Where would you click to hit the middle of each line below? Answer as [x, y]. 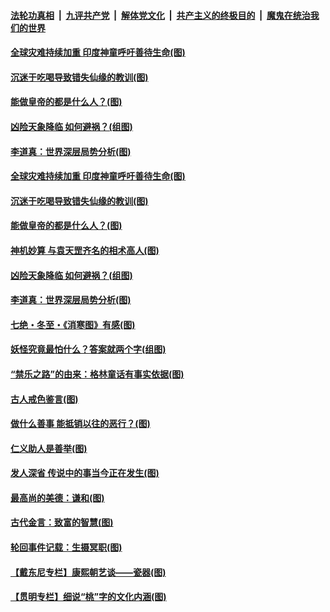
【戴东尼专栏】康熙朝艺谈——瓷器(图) [88, 572]
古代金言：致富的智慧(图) [62, 522]
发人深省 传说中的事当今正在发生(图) [85, 473]
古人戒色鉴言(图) [44, 399]
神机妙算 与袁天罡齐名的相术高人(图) [85, 250]
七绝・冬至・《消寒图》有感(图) [73, 324]
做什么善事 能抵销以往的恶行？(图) [80, 424]
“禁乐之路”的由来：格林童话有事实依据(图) [97, 374]
